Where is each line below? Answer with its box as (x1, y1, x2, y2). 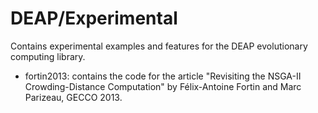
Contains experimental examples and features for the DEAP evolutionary (10, 40, 308, 52)
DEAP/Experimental (10, 7, 178, 30)
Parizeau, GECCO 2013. (24, 91, 123, 103)
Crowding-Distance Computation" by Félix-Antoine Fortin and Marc (24, 80, 302, 92)
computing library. (10, 50, 86, 62)
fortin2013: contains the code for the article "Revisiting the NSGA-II (24, 70, 302, 82)
